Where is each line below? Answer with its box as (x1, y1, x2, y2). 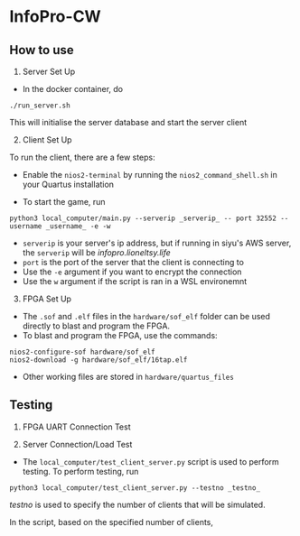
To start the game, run (22, 197, 106, 207)
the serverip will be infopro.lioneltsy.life (22, 247, 172, 258)
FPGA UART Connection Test (22, 421, 131, 432)
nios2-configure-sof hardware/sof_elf (9, 347, 155, 356)
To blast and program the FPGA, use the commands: (22, 330, 219, 340)
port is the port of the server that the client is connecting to (22, 257, 244, 267)
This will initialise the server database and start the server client (9, 117, 248, 127)
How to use (9, 42, 74, 58)
